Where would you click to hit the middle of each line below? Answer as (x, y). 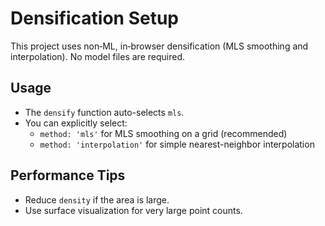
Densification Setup (94, 18)
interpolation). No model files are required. (97, 56)
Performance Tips (68, 175)
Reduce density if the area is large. (97, 199)
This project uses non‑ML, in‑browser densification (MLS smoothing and (159, 46)
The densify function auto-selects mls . (104, 112)
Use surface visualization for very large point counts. (133, 210)
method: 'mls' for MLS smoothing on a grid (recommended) (163, 133)
